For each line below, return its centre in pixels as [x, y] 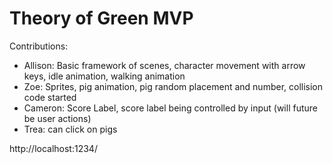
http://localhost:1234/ [53, 148]
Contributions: [39, 46]
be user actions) [57, 118]
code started [50, 97]
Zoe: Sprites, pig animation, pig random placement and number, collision [173, 86]
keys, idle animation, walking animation [104, 76]
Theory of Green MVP [101, 18]
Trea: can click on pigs [70, 129]
